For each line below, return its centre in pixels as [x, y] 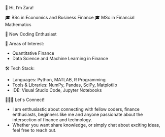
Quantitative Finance [33, 53]
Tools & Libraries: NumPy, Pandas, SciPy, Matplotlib [65, 85]
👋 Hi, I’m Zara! [19, 8]
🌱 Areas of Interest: [25, 44]
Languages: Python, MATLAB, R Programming [59, 80]
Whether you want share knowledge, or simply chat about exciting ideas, [86, 125]
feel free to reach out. [34, 130]
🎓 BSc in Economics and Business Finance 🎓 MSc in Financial [70, 17]
